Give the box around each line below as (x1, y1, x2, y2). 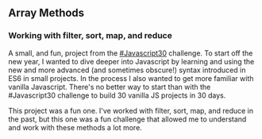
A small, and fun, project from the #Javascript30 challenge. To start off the (8, 48, 253, 58)
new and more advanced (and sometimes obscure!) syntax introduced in (8, 65, 246, 75)
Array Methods (8, 6, 85, 20)
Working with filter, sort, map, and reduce (8, 30, 172, 41)
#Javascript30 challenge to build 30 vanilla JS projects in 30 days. (8, 91, 226, 100)
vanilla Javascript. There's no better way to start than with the (8, 82, 211, 91)
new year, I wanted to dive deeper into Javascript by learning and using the (8, 56, 255, 66)
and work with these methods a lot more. (8, 122, 143, 132)
